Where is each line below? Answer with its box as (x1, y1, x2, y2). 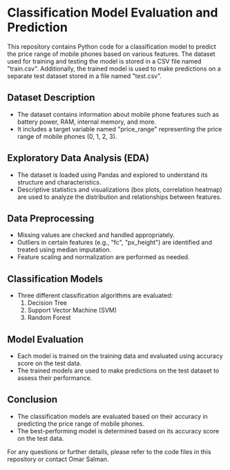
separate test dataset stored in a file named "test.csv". (7, 71, 162, 80)
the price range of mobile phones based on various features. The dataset (7, 50, 215, 58)
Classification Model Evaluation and (7, 5, 218, 21)
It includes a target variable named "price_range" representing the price (17, 124, 222, 133)
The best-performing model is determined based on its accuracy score (17, 426, 220, 435)
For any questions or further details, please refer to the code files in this (7, 447, 212, 455)
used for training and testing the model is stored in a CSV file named (7, 57, 202, 65)
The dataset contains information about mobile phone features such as (17, 110, 220, 118)
